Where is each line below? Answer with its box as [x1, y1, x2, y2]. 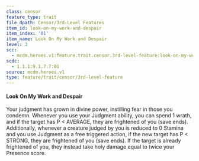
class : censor [6, 8, 41, 15]
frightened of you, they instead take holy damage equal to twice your [6, 143, 175, 150]
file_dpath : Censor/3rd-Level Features [6, 19, 105, 25]
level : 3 [6, 42, 28, 48]
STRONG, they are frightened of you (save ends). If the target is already [6, 137, 181, 144]
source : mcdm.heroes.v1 [6, 69, 65, 75]
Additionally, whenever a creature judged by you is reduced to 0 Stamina [6, 124, 184, 132]
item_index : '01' [6, 31, 49, 37]
